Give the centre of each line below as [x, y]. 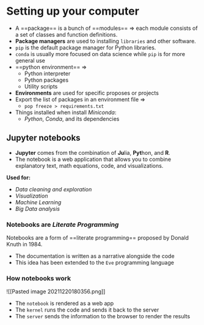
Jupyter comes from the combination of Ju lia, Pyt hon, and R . [93, 152]
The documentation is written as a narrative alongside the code [95, 256]
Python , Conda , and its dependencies [72, 119]
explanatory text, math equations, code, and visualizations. [89, 165]
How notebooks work [39, 278]
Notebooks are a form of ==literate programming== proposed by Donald [98, 238]
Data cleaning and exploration [53, 189]
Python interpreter [47, 73]
